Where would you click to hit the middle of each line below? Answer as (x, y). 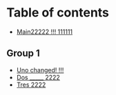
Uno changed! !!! (40, 70)
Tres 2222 (31, 85)
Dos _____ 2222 (38, 77)
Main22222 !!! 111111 (45, 32)
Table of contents (58, 13)
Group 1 (23, 53)
